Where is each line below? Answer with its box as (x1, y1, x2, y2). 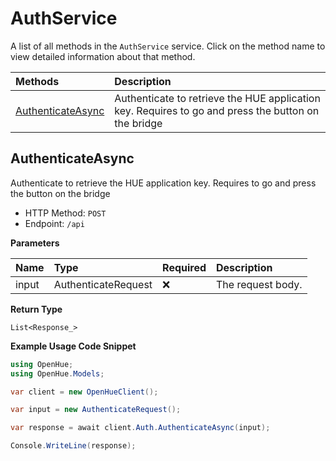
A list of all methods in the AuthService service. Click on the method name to (10, 40, 326, 52)
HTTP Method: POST (24, 207, 107, 219)
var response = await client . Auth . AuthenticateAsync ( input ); (10, 423, 271, 433)
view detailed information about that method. (10, 50, 196, 62)
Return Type (10, 303, 63, 315)
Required (162, 260, 207, 274)
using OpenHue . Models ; (10, 368, 105, 379)
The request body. (216, 277, 303, 291)
